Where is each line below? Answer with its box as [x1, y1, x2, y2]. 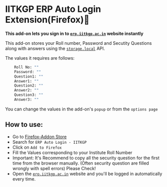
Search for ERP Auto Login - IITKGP [12, 139, 87, 145]
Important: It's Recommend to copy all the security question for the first [12, 155, 160, 161]
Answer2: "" [14, 88, 39, 93]
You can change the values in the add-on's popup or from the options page [5, 106, 158, 112]
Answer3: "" [14, 97, 39, 102]
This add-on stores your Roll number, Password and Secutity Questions [5, 40, 152, 46]
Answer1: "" [14, 79, 39, 84]
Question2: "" [14, 83, 43, 88]
